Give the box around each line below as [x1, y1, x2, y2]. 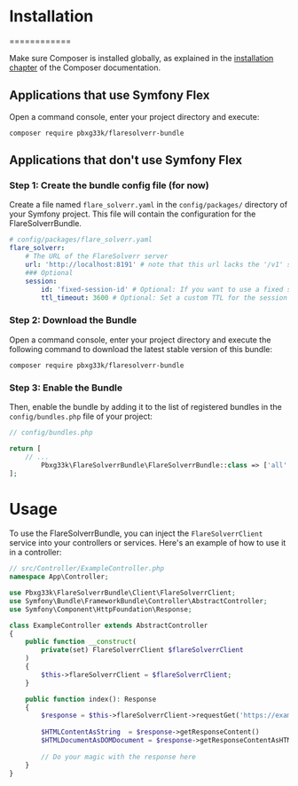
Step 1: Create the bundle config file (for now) [9, 179, 210, 192]
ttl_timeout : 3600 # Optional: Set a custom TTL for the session [41, 293, 288, 303]
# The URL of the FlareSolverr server [25, 252, 169, 261]
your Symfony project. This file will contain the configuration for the [9, 208, 256, 219]
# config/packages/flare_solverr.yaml [9, 235, 153, 245]
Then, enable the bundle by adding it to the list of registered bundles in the [9, 402, 282, 413]
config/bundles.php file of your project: [9, 411, 153, 422]
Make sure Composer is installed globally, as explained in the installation [9, 52, 274, 63]
